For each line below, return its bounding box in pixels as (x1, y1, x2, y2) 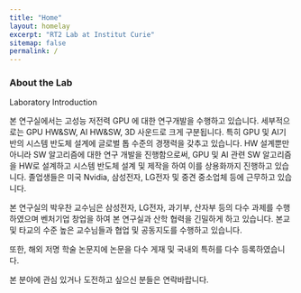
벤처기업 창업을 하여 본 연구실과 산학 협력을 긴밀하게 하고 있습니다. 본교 (40, 214, 291, 224)
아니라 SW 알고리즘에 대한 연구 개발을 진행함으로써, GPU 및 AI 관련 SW (9, 150, 261, 160)
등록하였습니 (241, 244, 286, 255)
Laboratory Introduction (9, 96, 97, 108)
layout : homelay (9, 22, 70, 31)
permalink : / (9, 47, 59, 56)
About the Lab (9, 77, 73, 89)
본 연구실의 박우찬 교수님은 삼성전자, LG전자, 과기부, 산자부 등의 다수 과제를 (9, 202, 274, 213)
